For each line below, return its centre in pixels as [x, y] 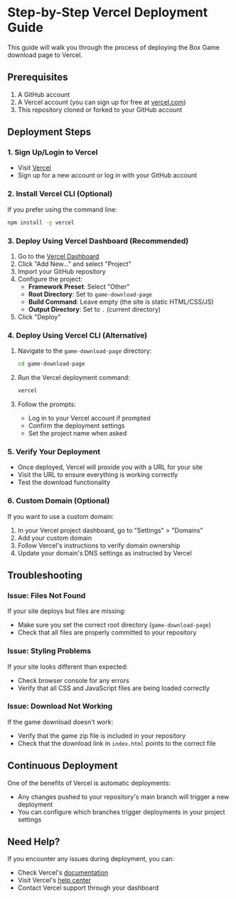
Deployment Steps [49, 132]
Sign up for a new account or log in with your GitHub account [107, 175]
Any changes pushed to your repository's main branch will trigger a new [123, 796]
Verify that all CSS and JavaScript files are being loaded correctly [113, 688]
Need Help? [34, 842]
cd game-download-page [51, 364]
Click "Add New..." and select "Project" [74, 264]
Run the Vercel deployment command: [74, 378]
